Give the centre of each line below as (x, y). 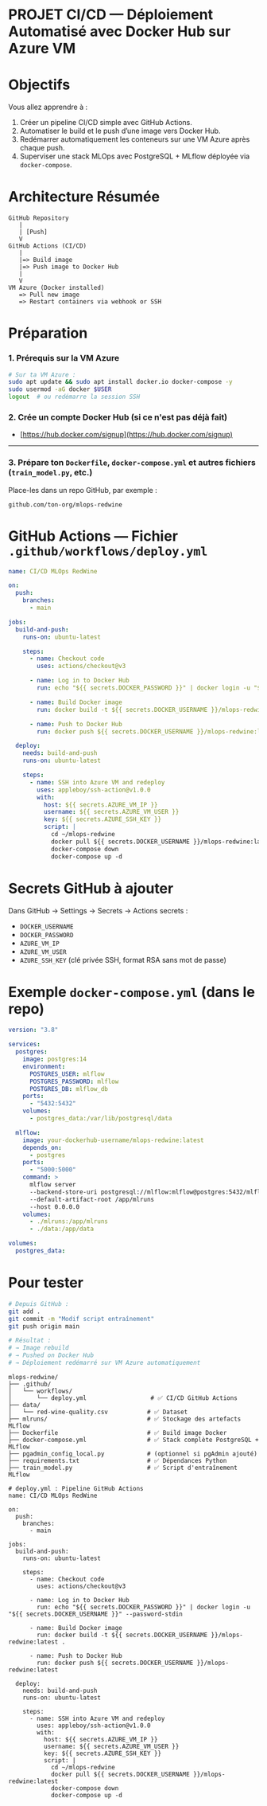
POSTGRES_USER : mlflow (67, 1074)
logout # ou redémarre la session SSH (74, 397)
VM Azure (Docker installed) (56, 288)
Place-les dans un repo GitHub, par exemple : (83, 490)
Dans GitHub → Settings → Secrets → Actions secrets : (98, 910)
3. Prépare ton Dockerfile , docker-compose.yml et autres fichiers (132, 463)
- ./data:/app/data (61, 1229)
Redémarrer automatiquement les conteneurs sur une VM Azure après (135, 139)
